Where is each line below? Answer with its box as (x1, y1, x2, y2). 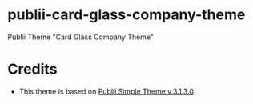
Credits (7, 60, 58, 78)
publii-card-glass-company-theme (7, 6, 246, 24)
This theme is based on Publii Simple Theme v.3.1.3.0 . (18, 86, 196, 96)
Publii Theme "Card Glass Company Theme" (7, 32, 154, 42)
